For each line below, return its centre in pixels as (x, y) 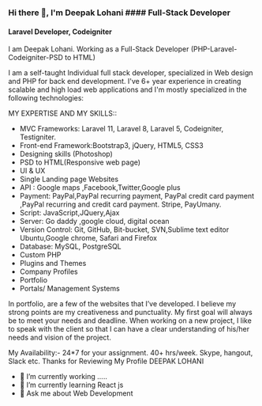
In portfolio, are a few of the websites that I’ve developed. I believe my (122, 304)
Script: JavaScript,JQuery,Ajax (69, 213)
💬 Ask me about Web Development (76, 393)
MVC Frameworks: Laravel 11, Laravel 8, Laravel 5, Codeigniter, (122, 129)
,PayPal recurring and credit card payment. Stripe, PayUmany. (120, 204)
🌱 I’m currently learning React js (71, 385)
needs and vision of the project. (60, 338)
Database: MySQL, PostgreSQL (71, 247)
